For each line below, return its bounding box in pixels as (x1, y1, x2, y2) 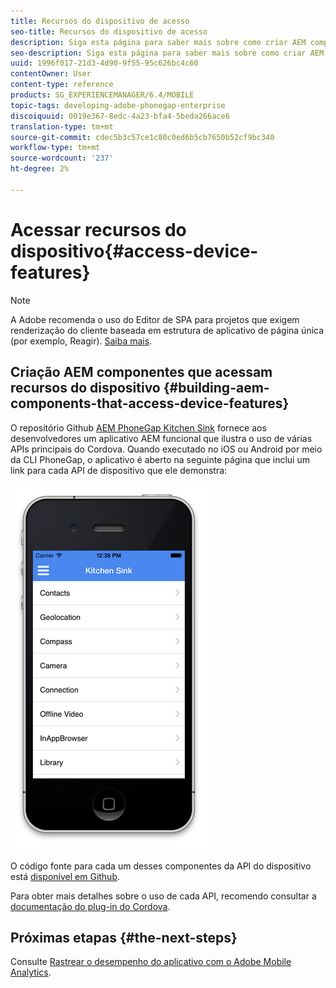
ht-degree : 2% (10, 164, 70, 174)
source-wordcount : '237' (10, 153, 114, 164)
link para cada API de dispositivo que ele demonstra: (10, 464, 228, 476)
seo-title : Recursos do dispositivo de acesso (10, 26, 208, 37)
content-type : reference (10, 80, 114, 90)
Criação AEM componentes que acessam (10, 364, 273, 381)
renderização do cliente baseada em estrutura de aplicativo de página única (10, 324, 325, 336)
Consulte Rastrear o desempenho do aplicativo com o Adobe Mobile (10, 956, 292, 968)
